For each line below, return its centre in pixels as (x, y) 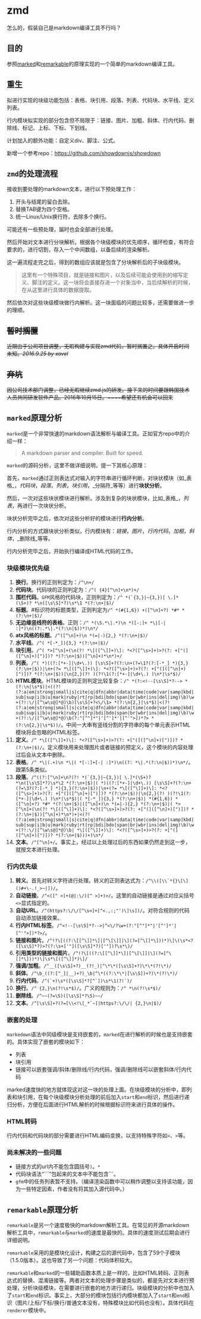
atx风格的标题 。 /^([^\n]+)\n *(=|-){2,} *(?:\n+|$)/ (81, 635)
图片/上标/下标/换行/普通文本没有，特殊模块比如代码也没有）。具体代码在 (106, 1303)
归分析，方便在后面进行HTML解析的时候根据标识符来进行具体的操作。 (92, 1104)
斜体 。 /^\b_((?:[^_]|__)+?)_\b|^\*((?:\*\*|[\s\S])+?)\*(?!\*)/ (96, 973)
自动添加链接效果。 (39, 918)
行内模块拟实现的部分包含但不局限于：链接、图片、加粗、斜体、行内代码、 (98, 120)
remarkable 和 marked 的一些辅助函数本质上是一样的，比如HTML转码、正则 (95, 1273)
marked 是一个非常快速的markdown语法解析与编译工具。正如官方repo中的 (96, 433)
